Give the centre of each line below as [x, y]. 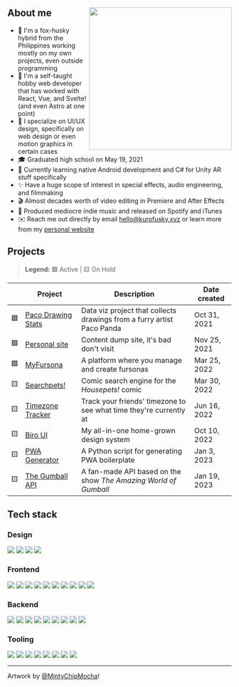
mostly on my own [45, 53]
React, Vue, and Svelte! [52, 98]
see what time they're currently [133, 410]
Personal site [47, 344]
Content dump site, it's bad [127, 340]
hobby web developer [50, 83]
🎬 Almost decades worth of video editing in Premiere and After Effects [121, 201]
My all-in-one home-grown [128, 430]
